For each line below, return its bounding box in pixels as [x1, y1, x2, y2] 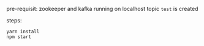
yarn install [6, 28, 40, 34]
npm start [6, 34, 32, 40]
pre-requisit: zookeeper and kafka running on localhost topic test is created [6, 5, 198, 12]
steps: [6, 17, 22, 24]
